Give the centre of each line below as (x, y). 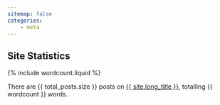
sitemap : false (30, 14)
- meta (30, 27)
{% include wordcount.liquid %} (54, 73)
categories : (25, 21)
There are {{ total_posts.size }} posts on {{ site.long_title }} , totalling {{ (110, 87)
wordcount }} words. (38, 94)
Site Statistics (39, 56)
